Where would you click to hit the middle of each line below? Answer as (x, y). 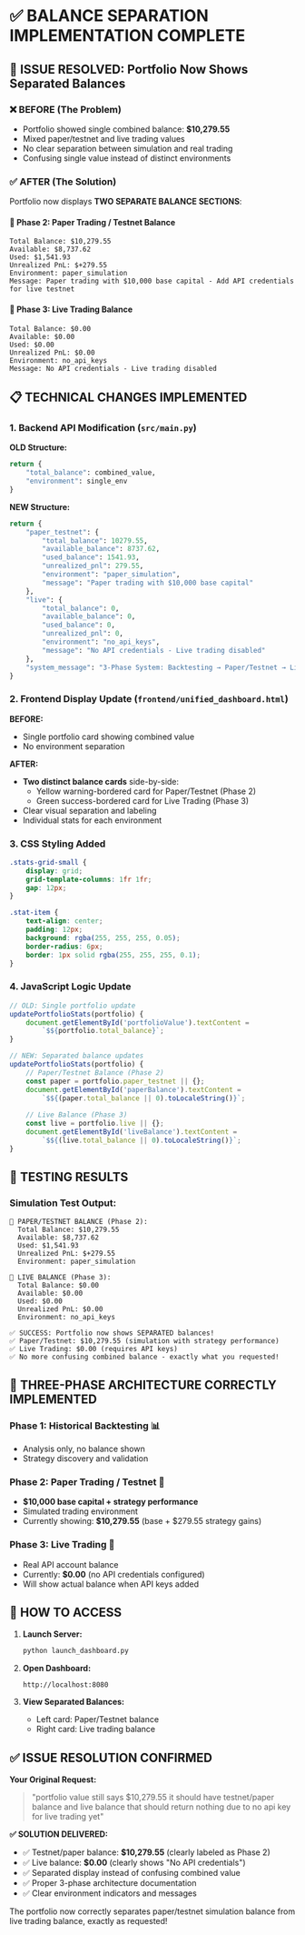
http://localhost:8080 (65, 1685)
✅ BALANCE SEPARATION (109, 16)
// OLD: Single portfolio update (73, 1006)
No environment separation (74, 746)
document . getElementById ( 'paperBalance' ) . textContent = (134, 1089)
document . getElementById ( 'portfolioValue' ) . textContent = (138, 1023)
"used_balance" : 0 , (79, 625)
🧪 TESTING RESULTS (69, 1177)
